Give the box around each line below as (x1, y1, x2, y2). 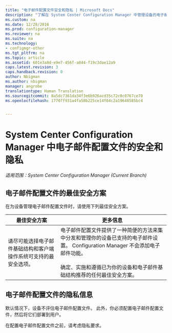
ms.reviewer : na (5, 31, 40, 36)
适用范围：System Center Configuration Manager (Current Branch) (5, 172, 147, 178)
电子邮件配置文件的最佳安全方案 (5, 189, 106, 197)
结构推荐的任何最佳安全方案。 (66, 272, 138, 278)
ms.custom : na (5, 17, 36, 22)
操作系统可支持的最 (8, 253, 55, 260)
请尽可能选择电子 (8, 238, 50, 244)
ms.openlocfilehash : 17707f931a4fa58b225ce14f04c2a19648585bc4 (5, 98, 143, 103)
